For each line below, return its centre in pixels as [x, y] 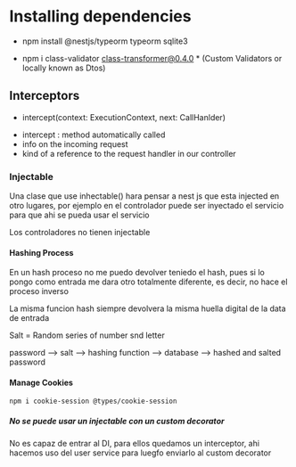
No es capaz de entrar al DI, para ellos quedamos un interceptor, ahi [135, 444]
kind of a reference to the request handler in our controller [129, 153]
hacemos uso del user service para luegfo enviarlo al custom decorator [140, 453]
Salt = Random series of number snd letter [87, 335]
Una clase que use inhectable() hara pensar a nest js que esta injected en [144, 196]
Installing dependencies [100, 16]
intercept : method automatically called [94, 135]
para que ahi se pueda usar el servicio [79, 215]
